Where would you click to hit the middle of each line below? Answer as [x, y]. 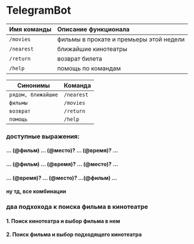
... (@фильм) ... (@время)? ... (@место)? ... [62, 164]
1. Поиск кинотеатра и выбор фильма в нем [63, 221]
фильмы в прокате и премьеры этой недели [121, 39]
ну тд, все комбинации [36, 192]
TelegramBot [39, 10]
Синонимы [34, 85]
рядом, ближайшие [34, 95]
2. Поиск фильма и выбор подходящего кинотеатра [74, 234]
